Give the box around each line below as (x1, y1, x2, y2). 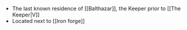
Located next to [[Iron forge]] (11, 18, 85, 24)
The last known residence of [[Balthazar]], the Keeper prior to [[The (11, 5, 181, 12)
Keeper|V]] (11, 11, 40, 18)
